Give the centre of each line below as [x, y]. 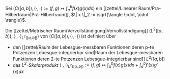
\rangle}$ [15, 20]
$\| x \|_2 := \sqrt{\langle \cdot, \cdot [110, 15]
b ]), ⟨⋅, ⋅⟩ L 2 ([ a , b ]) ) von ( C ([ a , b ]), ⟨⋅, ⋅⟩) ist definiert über [61, 36]
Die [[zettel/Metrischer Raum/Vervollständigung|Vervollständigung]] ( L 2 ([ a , [84, 30]
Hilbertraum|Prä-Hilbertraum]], [38, 15]
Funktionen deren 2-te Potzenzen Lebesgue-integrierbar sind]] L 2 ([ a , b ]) [89, 58]
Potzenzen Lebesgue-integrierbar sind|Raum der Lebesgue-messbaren [88, 52]
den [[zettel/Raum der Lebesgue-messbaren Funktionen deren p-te [83, 47]
